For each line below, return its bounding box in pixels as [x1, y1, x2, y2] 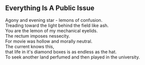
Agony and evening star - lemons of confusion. [5, 17, 103, 23]
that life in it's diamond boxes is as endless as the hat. [5, 49, 117, 55]
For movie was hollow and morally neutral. [5, 38, 93, 44]
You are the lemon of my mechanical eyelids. [5, 27, 98, 34]
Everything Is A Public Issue [5, 4, 95, 12]
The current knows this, [5, 43, 54, 49]
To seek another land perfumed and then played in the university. [5, 54, 140, 60]
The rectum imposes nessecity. [5, 33, 70, 39]
